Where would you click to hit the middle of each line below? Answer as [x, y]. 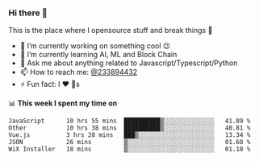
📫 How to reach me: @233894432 [79, 72]
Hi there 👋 [28, 13]
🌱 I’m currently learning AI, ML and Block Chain [98, 55]
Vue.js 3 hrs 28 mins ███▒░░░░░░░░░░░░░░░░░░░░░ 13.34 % [129, 135]
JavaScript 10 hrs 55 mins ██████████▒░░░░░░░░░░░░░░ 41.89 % [129, 121]
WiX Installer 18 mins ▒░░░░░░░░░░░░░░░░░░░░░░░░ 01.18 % [129, 149]
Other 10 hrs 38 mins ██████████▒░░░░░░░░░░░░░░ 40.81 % [129, 128]
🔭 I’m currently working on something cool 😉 [95, 46]
